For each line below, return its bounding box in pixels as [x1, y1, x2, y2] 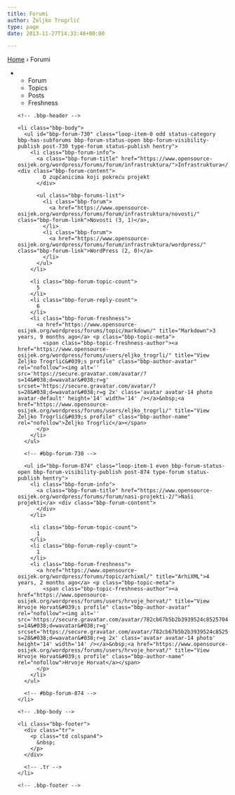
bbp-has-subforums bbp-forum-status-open [17, 137, 140, 144]
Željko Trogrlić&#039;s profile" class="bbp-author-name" [17, 414, 191, 421]
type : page [7, 23, 39, 30]
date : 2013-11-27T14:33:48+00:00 [7, 29, 105, 37]
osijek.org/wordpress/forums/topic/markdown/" [17, 327, 156, 334]
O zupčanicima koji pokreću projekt [43, 173, 150, 181]
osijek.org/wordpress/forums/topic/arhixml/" [17, 573, 153, 580]
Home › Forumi [7, 55, 51, 64]
